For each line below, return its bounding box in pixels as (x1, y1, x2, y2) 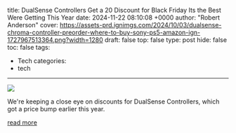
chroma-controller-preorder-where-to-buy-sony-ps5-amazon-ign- (7, 28, 201, 36)
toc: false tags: (7, 43, 51, 51)
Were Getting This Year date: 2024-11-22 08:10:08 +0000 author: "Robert (7, 13, 220, 22)
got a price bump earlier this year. (7, 105, 105, 113)
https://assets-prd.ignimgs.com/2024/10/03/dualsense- (59, 21, 222, 29)
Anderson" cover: (7, 21, 58, 29)
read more (7, 118, 37, 127)
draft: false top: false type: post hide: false (104, 36, 227, 44)
